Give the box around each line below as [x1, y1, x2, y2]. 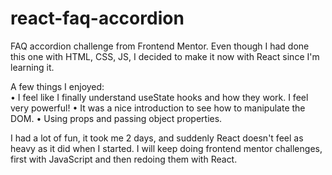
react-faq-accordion [10, 7, 185, 30]
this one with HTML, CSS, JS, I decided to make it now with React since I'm [10, 50, 320, 62]
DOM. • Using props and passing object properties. [10, 112, 223, 124]
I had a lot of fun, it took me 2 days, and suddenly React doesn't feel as [10, 132, 304, 144]
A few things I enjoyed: [10, 80, 105, 92]
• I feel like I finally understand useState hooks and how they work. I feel [10, 91, 309, 103]
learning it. [10, 61, 55, 73]
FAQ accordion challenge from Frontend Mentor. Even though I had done [10, 40, 310, 52]
